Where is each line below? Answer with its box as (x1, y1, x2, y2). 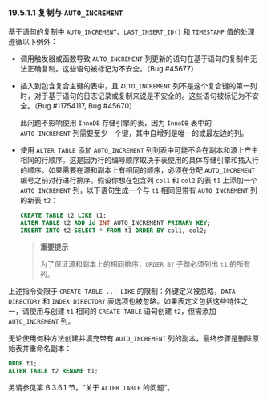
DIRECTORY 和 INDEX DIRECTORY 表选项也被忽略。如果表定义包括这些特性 (8, 296, 241, 306)
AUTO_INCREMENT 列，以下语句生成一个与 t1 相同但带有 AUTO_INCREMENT (19, 186, 249, 195)
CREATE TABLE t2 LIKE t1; (19, 211, 107, 220)
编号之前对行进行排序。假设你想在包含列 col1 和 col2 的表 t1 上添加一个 (19, 175, 258, 186)
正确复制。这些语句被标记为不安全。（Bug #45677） (26, 64, 198, 74)
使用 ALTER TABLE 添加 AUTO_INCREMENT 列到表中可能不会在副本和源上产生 (19, 145, 259, 155)
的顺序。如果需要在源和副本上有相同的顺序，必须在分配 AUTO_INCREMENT (19, 165, 255, 175)
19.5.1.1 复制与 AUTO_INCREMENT (8, 6, 123, 18)
